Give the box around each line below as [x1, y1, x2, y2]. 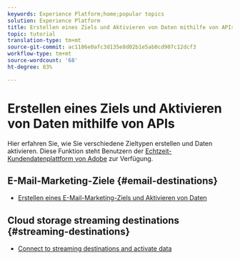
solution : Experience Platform [7, 17, 101, 24]
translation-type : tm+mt [7, 37, 81, 44]
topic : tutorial [7, 30, 56, 38]
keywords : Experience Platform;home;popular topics [7, 10, 164, 18]
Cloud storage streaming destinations [7, 214, 180, 227]
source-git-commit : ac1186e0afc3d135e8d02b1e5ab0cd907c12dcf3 [7, 43, 196, 51]
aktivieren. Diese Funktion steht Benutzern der [7, 147, 144, 155]
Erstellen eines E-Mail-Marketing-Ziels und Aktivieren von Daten [17, 194, 207, 202]
